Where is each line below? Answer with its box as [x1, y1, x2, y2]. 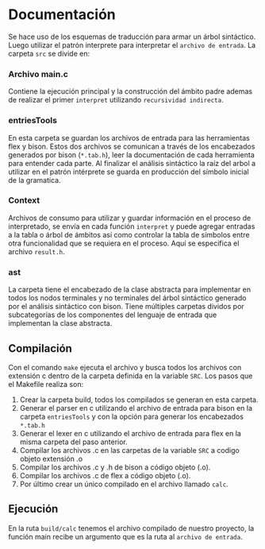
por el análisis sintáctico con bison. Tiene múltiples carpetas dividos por [8, 302, 244, 311]
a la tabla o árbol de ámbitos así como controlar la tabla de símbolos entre [8, 230, 250, 239]
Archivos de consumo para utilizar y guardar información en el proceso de [8, 213, 252, 222]
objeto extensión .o [19, 454, 83, 463]
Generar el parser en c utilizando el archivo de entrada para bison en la [19, 403, 252, 412]
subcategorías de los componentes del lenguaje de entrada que [8, 310, 217, 319]
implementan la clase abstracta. [8, 319, 113, 328]
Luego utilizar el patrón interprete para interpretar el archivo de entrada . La [8, 40, 256, 49]
